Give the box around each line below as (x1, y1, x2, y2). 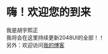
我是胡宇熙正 (6, 26, 38, 34)
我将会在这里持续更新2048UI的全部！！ (6, 34, 104, 41)
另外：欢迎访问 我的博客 (6, 41, 65, 49)
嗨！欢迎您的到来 (6, 5, 92, 19)
